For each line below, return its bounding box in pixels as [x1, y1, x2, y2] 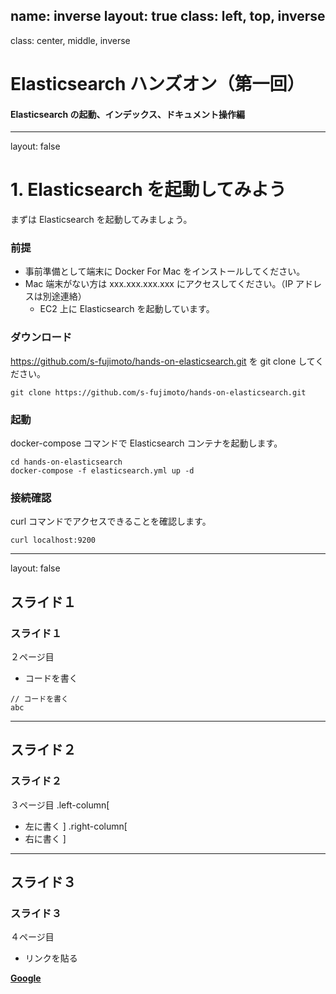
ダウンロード [10, 330, 73, 344]
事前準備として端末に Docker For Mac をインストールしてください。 [24, 265, 306, 278]
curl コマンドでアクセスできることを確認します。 [10, 515, 212, 528]
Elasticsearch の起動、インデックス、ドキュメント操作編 [10, 108, 246, 120]
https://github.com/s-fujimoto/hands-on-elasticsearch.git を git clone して [10, 355, 316, 367]
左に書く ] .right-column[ [24, 820, 128, 832]
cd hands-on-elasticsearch [10, 457, 123, 468]
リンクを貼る [24, 952, 78, 964]
